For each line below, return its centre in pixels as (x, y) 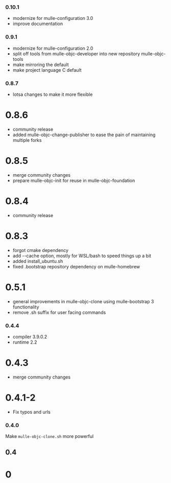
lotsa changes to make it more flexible (53, 94)
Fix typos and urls (32, 412)
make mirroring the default (41, 65)
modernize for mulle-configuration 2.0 (53, 48)
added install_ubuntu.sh (38, 261)
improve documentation (38, 24)
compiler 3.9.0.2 (30, 337)
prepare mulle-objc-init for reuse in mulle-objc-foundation (74, 180)
